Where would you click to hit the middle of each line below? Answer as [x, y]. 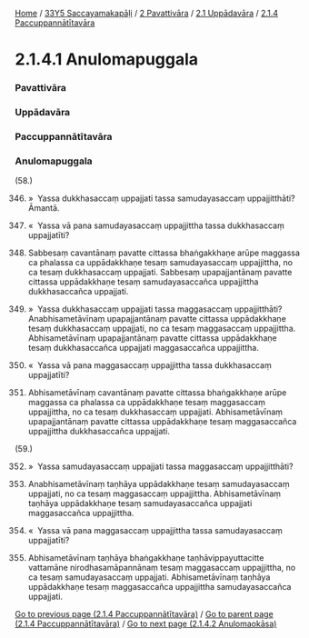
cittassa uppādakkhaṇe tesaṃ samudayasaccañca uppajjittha [143, 282]
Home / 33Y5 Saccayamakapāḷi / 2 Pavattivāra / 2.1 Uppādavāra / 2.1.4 [147, 13]
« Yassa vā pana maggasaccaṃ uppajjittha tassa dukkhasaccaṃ [150, 365]
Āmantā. [44, 208]
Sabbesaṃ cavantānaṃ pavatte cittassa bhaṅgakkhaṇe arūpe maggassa [164, 253]
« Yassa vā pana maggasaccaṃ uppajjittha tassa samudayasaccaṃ [155, 531]
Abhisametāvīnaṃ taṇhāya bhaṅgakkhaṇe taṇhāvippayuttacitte [146, 558]
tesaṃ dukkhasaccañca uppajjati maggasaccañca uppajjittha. [144, 348]
